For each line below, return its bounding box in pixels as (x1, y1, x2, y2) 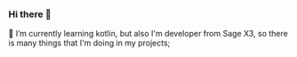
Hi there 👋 (8, 8, 52, 20)
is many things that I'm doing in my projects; (8, 37, 171, 48)
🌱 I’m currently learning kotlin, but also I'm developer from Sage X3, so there (8, 28, 288, 39)
